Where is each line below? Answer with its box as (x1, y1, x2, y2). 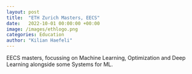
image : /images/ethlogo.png (6, 26, 79, 32)
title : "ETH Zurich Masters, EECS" (6, 15, 100, 21)
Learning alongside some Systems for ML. (6, 61, 113, 68)
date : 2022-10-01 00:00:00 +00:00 (6, 20, 100, 26)
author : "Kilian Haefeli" (6, 37, 72, 43)
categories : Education (6, 32, 64, 38)
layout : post (6, 9, 40, 15)
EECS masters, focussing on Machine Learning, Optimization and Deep (6, 54, 186, 61)
